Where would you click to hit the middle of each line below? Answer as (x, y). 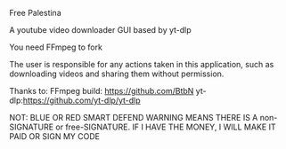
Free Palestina (36, 13)
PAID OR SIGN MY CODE (55, 136)
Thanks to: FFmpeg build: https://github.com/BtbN (102, 91)
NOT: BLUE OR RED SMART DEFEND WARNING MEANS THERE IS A (134, 118)
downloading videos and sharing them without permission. (117, 74)
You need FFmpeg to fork (56, 47)
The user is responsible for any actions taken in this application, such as (142, 64)
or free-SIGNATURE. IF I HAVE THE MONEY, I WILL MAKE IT (166, 127)
